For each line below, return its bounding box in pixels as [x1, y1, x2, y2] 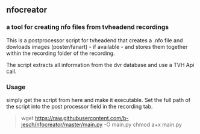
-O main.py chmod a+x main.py [104, 121, 183, 128]
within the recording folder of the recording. [6, 49, 116, 57]
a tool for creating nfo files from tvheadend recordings [6, 23, 169, 31]
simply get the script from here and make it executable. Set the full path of [6, 96, 191, 103]
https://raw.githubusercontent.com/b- [35, 114, 129, 121]
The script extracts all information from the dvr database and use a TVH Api [6, 61, 195, 68]
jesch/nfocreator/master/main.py [20, 121, 103, 128]
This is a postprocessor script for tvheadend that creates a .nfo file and [6, 36, 183, 44]
